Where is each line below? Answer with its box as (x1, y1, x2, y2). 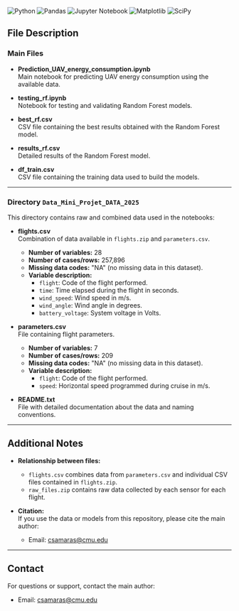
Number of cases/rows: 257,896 (28, 256, 126, 264)
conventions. (17, 410, 56, 418)
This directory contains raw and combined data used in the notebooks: (7, 213, 215, 222)
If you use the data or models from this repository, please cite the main (17, 514, 225, 522)
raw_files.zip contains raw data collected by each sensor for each (28, 485, 226, 494)
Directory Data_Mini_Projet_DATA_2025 (7, 197, 140, 207)
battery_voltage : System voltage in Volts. (38, 308, 161, 317)
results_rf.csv (17, 144, 60, 152)
